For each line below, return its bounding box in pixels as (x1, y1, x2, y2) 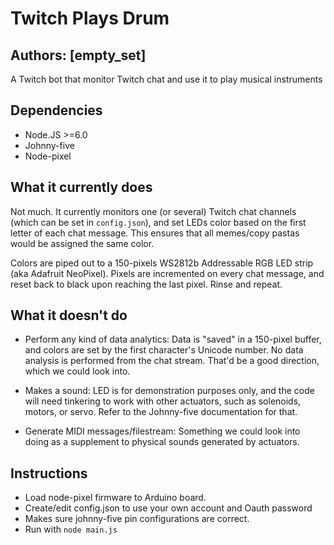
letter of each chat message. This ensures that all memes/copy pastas (10, 227, 300, 239)
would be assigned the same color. (10, 237, 155, 249)
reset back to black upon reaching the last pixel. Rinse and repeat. (10, 278, 283, 290)
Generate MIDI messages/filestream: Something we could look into (24, 425, 301, 437)
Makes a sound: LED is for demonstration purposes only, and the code (24, 385, 315, 397)
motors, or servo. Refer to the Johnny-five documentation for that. (24, 406, 298, 418)
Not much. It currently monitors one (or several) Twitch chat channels (10, 205, 297, 217)
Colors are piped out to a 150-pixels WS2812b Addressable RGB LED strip (10, 257, 314, 269)
